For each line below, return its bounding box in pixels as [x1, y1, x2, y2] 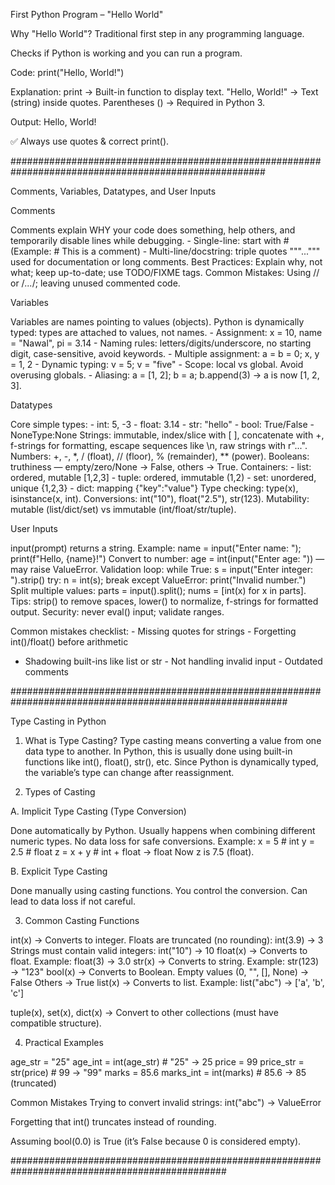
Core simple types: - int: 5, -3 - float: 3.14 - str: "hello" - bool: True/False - [10, 419, 315, 430]
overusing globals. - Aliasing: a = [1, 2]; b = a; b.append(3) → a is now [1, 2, [10, 369, 320, 381]
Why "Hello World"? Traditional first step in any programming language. [10, 28, 305, 39]
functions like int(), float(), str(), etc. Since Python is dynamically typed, [24, 756, 319, 768]
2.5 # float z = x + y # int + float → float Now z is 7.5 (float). [10, 846, 255, 858]
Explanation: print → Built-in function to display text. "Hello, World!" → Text [10, 86, 319, 98]
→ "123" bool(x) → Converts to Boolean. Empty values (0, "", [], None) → [10, 966, 310, 978]
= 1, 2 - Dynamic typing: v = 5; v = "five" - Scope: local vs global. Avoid [10, 359, 304, 370]
